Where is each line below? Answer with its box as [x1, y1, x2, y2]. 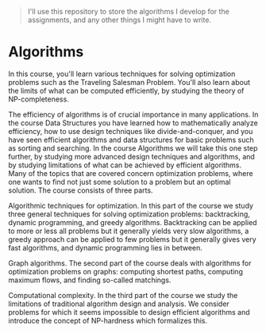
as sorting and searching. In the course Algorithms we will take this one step [8, 143, 258, 153]
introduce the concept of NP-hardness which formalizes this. [8, 316, 208, 325]
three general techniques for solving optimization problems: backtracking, [8, 209, 250, 219]
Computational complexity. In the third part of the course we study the [8, 290, 238, 300]
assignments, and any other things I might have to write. [27, 15, 212, 25]
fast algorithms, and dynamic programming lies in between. [8, 243, 202, 252]
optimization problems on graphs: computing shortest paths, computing [8, 266, 244, 276]
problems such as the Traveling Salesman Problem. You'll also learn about [8, 77, 251, 86]
